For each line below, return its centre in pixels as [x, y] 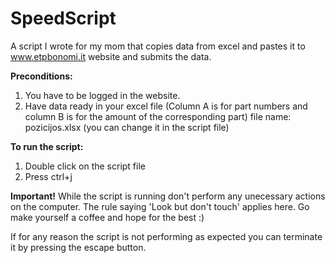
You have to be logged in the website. [102, 95]
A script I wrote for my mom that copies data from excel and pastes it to [158, 46]
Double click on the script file [85, 166]
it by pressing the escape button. [78, 247]
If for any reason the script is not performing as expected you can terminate [166, 236]
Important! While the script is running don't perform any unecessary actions [168, 196]
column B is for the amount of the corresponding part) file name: [158, 116]
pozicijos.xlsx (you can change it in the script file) [127, 127]
